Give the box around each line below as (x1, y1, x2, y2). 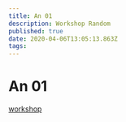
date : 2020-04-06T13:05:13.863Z (8, 34, 118, 43)
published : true (8, 27, 63, 35)
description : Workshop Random (8, 20, 111, 28)
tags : (8, 42, 27, 50)
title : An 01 (8, 11, 53, 20)
